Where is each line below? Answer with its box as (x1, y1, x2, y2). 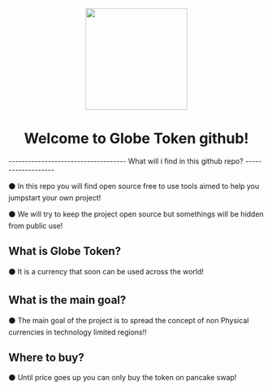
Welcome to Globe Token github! (24, 129, 249, 148)
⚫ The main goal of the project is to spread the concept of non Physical (8, 315, 249, 325)
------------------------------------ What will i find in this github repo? (8, 156, 244, 166)
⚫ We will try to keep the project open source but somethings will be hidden (8, 208, 264, 219)
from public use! (8, 221, 63, 230)
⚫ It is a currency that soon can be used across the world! (8, 266, 205, 276)
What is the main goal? (8, 293, 127, 307)
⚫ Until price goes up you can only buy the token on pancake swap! (8, 373, 237, 383)
